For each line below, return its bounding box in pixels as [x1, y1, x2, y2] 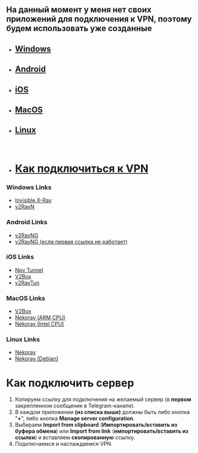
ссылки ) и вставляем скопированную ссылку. [14, 434, 135, 441]
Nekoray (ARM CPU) [14, 314, 66, 322]
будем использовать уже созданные [6, 23, 152, 33]
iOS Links [6, 253, 35, 261]
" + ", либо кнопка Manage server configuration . [14, 415, 135, 422]
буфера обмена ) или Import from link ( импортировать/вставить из [14, 427, 189, 435]
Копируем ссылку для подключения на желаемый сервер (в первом [14, 396, 192, 403]
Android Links [6, 218, 48, 227]
